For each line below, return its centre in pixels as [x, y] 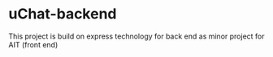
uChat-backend [63, 14]
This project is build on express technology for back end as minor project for [137, 36]
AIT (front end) [33, 44]
